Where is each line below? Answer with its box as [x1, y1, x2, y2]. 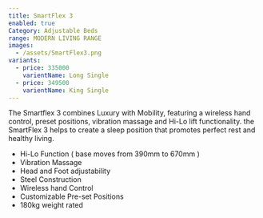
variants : [8, 57, 42, 65]
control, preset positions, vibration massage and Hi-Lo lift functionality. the [8, 117, 254, 127]
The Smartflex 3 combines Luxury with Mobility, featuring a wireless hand [8, 108, 251, 118]
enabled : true [8, 19, 56, 27]
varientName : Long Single [22, 71, 110, 79]
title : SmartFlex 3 [8, 11, 74, 20]
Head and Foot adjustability [19, 166, 110, 176]
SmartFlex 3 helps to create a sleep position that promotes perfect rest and [8, 125, 256, 135]
